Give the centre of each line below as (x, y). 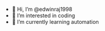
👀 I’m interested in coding (43, 15)
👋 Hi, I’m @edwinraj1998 (42, 9)
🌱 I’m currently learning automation (55, 22)
